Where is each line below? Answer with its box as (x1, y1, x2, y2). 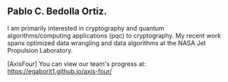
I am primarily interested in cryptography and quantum (7, 24, 164, 32)
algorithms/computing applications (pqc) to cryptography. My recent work (7, 31, 222, 40)
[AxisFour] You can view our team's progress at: (7, 59, 146, 68)
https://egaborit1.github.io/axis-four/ (7, 67, 112, 75)
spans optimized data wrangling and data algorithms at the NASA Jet (7, 38, 206, 47)
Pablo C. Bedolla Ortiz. (7, 6, 107, 17)
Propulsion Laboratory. (7, 46, 73, 54)
